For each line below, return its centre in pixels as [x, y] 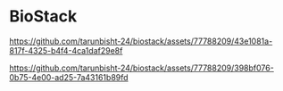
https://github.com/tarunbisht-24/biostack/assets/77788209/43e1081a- [141, 41]
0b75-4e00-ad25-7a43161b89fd [69, 77]
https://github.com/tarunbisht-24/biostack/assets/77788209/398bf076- [141, 68]
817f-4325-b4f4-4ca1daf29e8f [66, 50]
